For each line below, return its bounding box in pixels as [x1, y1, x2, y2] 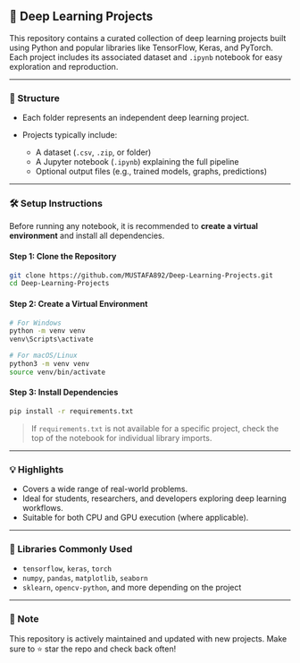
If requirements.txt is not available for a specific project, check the [30, 422, 279, 434]
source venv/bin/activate [9, 368, 105, 377]
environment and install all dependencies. [9, 230, 165, 242]
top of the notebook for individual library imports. [30, 432, 212, 443]
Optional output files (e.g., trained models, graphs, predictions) [35, 166, 268, 177]
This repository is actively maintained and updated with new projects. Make [9, 633, 287, 644]
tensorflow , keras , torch [21, 563, 112, 574]
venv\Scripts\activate [9, 335, 94, 344]
